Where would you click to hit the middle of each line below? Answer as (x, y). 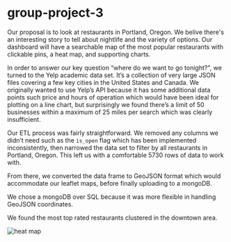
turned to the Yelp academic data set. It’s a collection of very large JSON (111, 75)
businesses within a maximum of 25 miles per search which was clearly (110, 112)
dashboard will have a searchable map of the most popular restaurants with (115, 47)
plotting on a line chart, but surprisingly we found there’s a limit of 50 (106, 104)
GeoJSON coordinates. (40, 204)
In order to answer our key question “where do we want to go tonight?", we (115, 67)
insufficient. (24, 119)
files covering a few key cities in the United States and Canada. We (103, 82)
